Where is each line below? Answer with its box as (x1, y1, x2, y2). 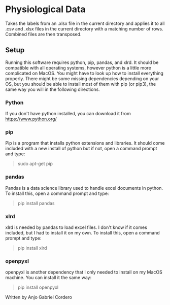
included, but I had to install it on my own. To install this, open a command (5, 229, 160, 235)
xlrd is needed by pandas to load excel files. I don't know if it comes (5, 224, 147, 230)
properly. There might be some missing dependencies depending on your (5, 75, 159, 82)
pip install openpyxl (17, 284, 59, 290)
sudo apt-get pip (17, 161, 53, 167)
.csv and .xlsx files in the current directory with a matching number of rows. (5, 25, 163, 31)
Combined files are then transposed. (5, 31, 82, 37)
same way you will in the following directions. (5, 86, 100, 92)
